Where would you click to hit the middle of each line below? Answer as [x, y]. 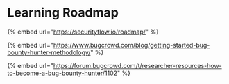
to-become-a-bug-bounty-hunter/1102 [62, 73]
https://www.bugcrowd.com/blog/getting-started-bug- [132, 45]
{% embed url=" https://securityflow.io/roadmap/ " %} [83, 32]
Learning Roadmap [63, 13]
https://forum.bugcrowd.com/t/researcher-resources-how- [137, 65]
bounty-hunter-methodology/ [49, 52]
